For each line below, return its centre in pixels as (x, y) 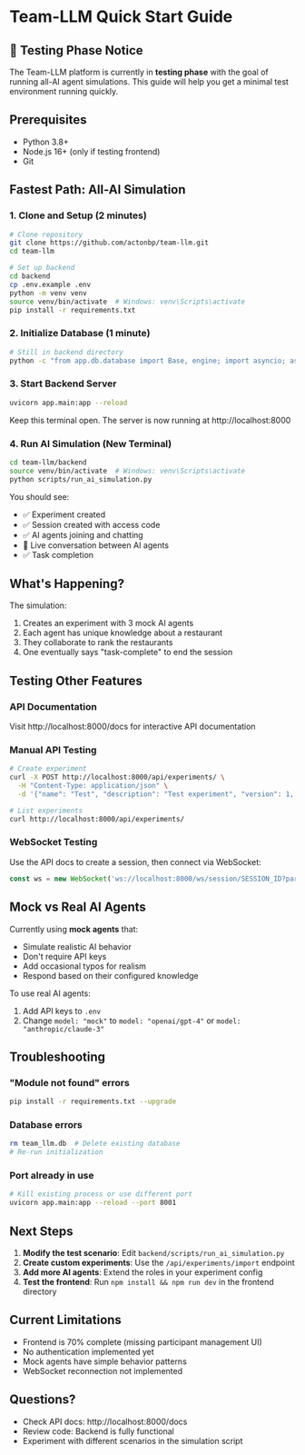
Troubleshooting (58, 1056)
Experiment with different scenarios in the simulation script (133, 1440)
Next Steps (41, 1231)
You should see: (39, 496)
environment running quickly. (64, 91)
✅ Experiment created (64, 514)
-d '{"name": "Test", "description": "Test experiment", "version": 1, (156, 794)
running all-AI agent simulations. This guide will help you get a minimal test (149, 82)
